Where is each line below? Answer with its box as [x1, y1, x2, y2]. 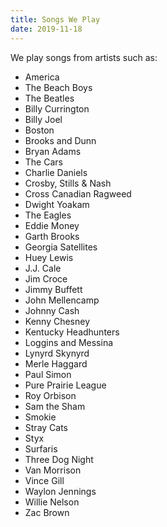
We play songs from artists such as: [10, 51, 158, 63]
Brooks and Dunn [24, 134, 97, 146]
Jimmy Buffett [24, 283, 83, 295]
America [24, 71, 60, 83]
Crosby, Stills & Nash [24, 177, 112, 189]
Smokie [24, 411, 57, 423]
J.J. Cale [24, 262, 62, 274]
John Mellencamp [24, 294, 100, 306]
